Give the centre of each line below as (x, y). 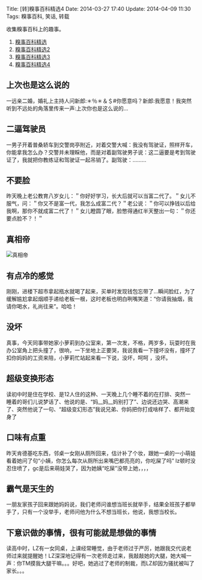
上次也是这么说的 (38, 85)
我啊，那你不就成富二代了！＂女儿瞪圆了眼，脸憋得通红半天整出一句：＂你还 (101, 211)
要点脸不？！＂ (25, 219)
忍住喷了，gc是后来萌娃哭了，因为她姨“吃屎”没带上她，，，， (79, 468)
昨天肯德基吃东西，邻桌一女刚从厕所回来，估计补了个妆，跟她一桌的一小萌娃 (101, 453)
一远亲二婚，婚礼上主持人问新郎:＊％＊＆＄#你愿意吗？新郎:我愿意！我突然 (99, 100)
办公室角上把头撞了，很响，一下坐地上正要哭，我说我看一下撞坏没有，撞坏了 (101, 350)
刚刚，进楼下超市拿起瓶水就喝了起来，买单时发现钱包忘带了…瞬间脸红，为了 (101, 292)
